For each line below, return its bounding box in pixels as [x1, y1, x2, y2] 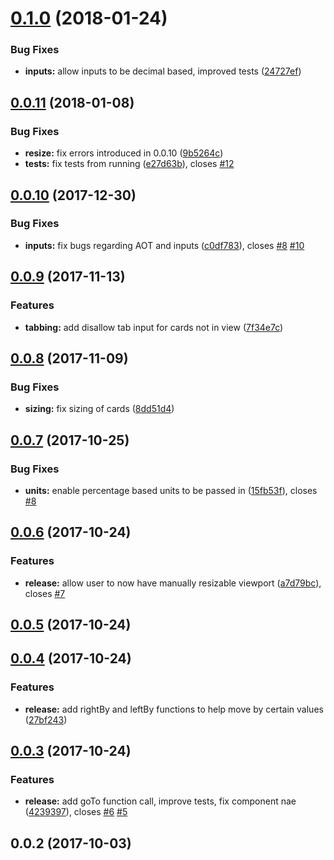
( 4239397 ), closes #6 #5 [24, 806, 128, 818]
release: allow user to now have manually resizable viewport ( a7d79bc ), [24, 577, 322, 589]
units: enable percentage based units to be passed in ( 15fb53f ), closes [24, 484, 318, 496]
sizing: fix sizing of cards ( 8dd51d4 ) [24, 403, 175, 415]
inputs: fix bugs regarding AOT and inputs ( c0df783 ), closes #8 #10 [24, 239, 305, 251]
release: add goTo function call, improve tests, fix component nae [24, 795, 297, 807]
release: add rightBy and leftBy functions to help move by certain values [24, 703, 324, 715]
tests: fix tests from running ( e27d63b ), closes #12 [24, 158, 235, 170]
